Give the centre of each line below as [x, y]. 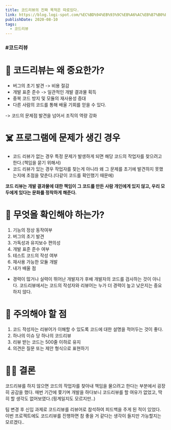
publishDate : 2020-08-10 [32, 19]
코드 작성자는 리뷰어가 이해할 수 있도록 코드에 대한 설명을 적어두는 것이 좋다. [88, 329]
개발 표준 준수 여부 [31, 249]
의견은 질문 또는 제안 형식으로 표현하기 [51, 348]
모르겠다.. [15, 422]
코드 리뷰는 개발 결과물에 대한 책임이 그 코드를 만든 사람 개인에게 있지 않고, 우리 [83, 186]
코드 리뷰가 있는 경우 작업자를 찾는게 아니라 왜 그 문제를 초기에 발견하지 [83, 169]
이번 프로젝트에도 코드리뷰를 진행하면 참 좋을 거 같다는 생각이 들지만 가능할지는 [83, 416]
